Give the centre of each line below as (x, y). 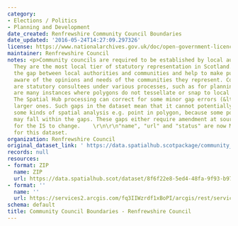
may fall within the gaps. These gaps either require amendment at (115, 119)
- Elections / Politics (42, 21)
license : (20, 47)
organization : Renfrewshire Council (61, 139)
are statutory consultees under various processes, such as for (110, 86)
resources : (23, 159)
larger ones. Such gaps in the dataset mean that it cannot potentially (123, 106)
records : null (28, 152)
